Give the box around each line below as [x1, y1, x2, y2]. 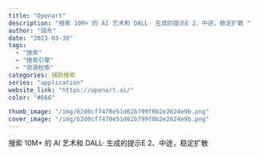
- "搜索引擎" [15, 57, 54, 65]
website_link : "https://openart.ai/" [8, 85, 135, 94]
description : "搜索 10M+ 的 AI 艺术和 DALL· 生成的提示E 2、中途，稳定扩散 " [8, 19, 251, 27]
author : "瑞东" [8, 26, 57, 34]
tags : [8, 42, 26, 50]
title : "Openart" [8, 11, 67, 20]
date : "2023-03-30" [8, 34, 74, 42]
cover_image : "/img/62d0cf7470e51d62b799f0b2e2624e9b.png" [8, 115, 210, 124]
